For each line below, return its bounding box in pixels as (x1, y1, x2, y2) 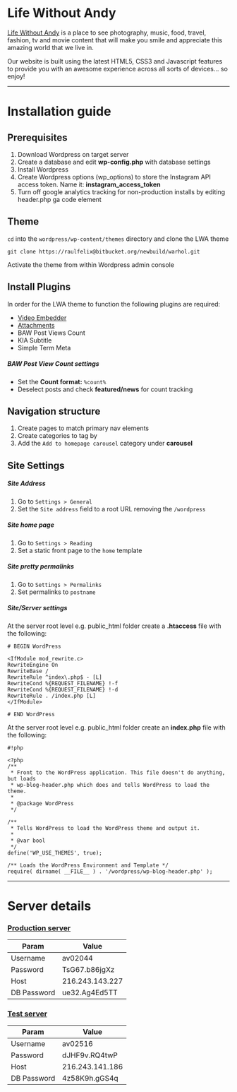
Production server (7, 923, 71, 933)
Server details (7, 898, 92, 914)
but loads (7, 775, 37, 782)
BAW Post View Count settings (7, 360, 100, 368)
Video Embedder (17, 313, 67, 322)
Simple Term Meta (17, 343, 71, 352)
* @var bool (10, 837, 46, 844)
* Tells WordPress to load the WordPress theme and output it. (10, 824, 200, 831)
